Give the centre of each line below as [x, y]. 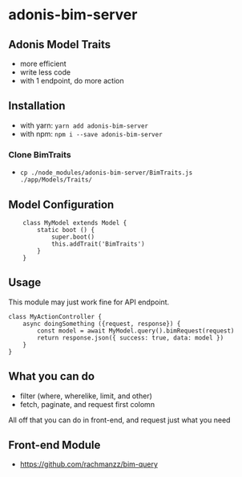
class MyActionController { [55, 316]
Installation [37, 106]
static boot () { [66, 230]
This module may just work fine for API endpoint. [89, 302]
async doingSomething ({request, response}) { [102, 324]
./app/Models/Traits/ [56, 180]
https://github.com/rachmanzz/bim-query [89, 464]
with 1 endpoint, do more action [72, 81]
